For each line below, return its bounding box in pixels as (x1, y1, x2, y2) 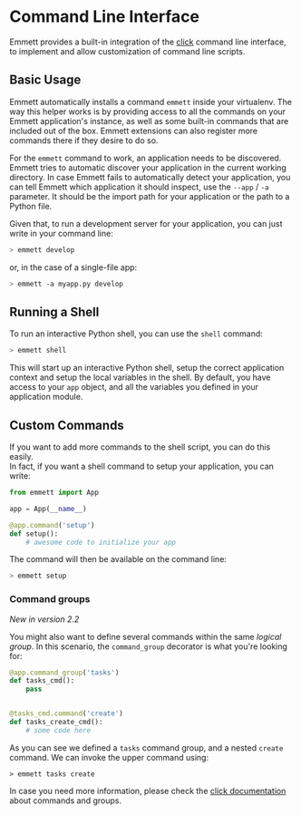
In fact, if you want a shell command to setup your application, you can (9, 461, 275, 471)
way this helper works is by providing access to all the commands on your (9, 106, 286, 117)
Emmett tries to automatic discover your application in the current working (9, 161, 287, 173)
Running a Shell (9, 304, 100, 319)
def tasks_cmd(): (9, 676, 75, 685)
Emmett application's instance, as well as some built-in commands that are (9, 115, 289, 126)
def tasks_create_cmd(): (9, 718, 103, 727)
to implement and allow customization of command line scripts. (9, 45, 246, 56)
